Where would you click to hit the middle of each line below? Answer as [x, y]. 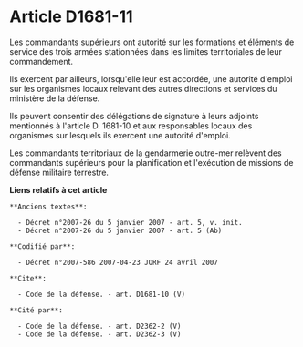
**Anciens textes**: [49, 207]
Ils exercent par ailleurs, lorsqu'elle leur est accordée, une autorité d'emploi [151, 78]
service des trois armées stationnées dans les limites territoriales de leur [146, 51]
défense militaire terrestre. [59, 172]
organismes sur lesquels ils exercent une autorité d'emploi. [120, 135]
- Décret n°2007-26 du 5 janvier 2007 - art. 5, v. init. [131, 222]
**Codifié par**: [42, 246]
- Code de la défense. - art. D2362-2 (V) [99, 326]
